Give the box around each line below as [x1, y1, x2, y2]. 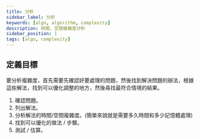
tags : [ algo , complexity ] [6, 36, 70, 42]
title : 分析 [6, 8, 34, 15]
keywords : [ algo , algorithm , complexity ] [6, 20, 111, 26]
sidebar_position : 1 [6, 31, 58, 37]
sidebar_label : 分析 [6, 14, 55, 20]
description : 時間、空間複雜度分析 [6, 25, 85, 31]
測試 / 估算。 [14, 126, 46, 134]
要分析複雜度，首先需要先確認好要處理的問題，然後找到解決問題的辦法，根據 [6, 77, 194, 84]
